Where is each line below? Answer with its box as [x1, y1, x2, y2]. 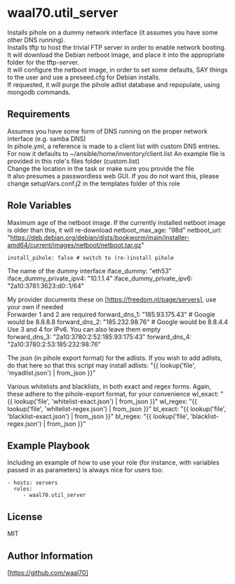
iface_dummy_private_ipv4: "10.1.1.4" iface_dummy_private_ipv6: [7, 274, 193, 283]
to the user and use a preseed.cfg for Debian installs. [7, 72, 161, 82]
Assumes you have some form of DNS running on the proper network [7, 126, 208, 135]
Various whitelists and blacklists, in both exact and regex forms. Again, [7, 382, 212, 391]
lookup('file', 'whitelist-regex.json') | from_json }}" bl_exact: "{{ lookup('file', [7, 404, 227, 413]
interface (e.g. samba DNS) [7, 134, 86, 143]
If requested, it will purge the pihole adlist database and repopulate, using [7, 80, 220, 89]
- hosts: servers [7, 479, 58, 486]
